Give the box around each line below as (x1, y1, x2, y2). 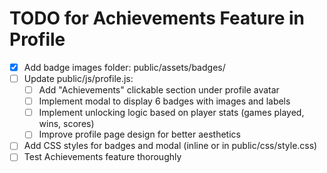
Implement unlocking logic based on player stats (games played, (38, 107, 305, 119)
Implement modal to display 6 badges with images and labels (38, 95, 291, 107)
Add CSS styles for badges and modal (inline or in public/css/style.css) (23, 140, 318, 152)
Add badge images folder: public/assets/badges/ (23, 61, 226, 73)
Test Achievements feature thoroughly (23, 151, 182, 163)
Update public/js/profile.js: (23, 73, 134, 84)
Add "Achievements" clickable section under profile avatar (38, 84, 280, 96)
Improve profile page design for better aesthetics (38, 128, 241, 141)
